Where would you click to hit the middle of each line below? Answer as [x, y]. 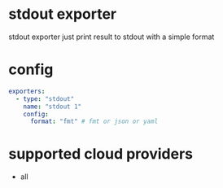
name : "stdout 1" [52, 107]
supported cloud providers [101, 154]
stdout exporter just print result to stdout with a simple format [111, 37]
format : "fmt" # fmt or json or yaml [94, 122]
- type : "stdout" [45, 98]
